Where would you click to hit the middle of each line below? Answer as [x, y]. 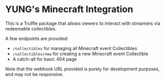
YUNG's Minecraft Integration [69, 9]
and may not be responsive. [34, 74]
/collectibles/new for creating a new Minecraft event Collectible [80, 54]
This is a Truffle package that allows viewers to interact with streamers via [83, 23]
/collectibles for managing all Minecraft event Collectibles [75, 48]
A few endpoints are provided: [37, 38]
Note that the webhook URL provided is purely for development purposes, [82, 69]
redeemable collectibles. [31, 28]
